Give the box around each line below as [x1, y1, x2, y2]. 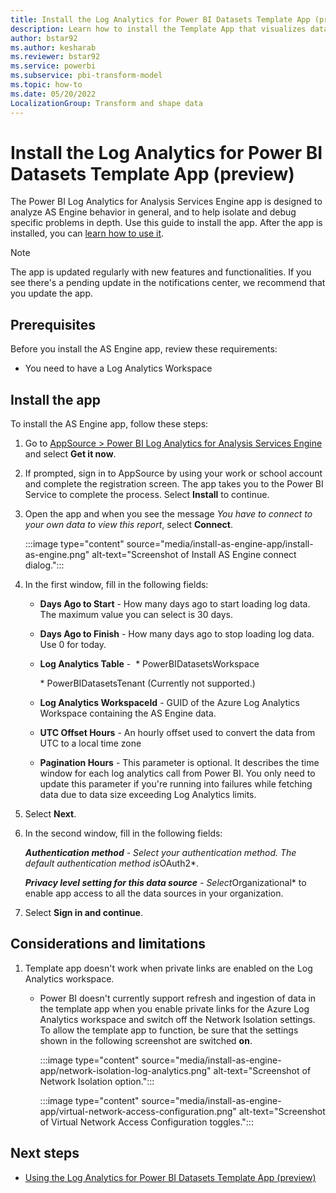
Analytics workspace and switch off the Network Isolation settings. [39, 1013, 316, 1025]
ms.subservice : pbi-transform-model [10, 71, 163, 81]
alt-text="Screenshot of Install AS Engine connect [91, 549, 297, 561]
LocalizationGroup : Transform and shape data [10, 98, 203, 108]
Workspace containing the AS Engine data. [39, 707, 217, 720]
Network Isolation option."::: [39, 1075, 155, 1087]
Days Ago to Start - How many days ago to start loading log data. [39, 598, 311, 610]
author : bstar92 [10, 33, 78, 43]
